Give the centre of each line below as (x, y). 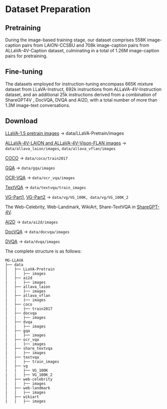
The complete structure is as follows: (43, 251)
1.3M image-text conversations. (38, 105)
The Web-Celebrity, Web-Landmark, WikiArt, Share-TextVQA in (70, 207)
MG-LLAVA (14, 260)
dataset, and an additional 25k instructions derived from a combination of (81, 95)
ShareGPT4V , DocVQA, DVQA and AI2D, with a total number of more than (81, 100)
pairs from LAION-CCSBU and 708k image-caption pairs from (86, 45)
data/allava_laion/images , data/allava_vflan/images (60, 148)
